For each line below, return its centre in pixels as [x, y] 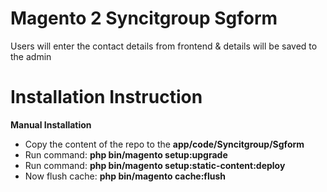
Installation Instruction [106, 97]
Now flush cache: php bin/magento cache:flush [125, 176]
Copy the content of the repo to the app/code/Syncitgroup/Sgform [164, 144]
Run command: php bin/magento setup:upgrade [126, 154]
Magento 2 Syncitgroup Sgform [144, 18]
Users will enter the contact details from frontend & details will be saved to [164, 46]
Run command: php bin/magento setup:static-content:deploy [155, 165]
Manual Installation [51, 124]
